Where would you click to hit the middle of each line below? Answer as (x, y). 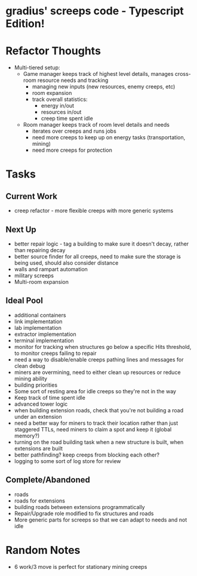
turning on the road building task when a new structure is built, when (99, 442)
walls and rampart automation (51, 269)
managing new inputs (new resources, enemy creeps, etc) (104, 87)
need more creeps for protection (72, 150)
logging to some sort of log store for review (67, 461)
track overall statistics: (60, 99)
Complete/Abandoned (48, 480)
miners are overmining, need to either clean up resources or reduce (97, 372)
